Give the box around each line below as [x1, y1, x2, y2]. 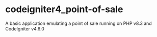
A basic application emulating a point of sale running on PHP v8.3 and [5, 20, 152, 26]
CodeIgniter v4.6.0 [5, 25, 45, 31]
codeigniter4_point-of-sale [5, 4, 123, 15]
